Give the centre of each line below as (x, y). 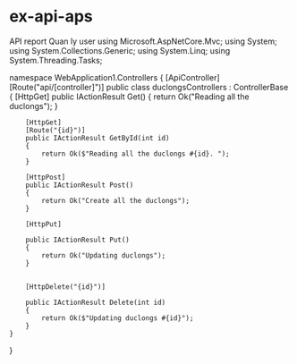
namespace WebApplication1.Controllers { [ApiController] (115, 77)
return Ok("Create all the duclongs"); (116, 200)
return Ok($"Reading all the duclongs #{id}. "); (136, 154)
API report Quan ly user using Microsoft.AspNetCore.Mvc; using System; (143, 41)
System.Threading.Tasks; (56, 60)
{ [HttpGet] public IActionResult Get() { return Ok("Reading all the (129, 97)
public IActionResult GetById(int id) (98, 138)
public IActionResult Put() (77, 240)
